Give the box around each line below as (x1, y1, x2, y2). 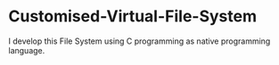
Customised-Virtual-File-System (8, 6, 258, 27)
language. (8, 45, 45, 55)
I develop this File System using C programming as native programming (8, 36, 271, 46)
